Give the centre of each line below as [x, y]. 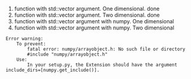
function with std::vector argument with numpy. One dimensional [94, 21]
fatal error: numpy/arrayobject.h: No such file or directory [106, 49]
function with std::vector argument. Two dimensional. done [87, 15]
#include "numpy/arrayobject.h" [68, 54]
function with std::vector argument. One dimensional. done [87, 9]
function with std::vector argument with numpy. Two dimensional [94, 28]
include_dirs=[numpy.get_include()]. [53, 70]
